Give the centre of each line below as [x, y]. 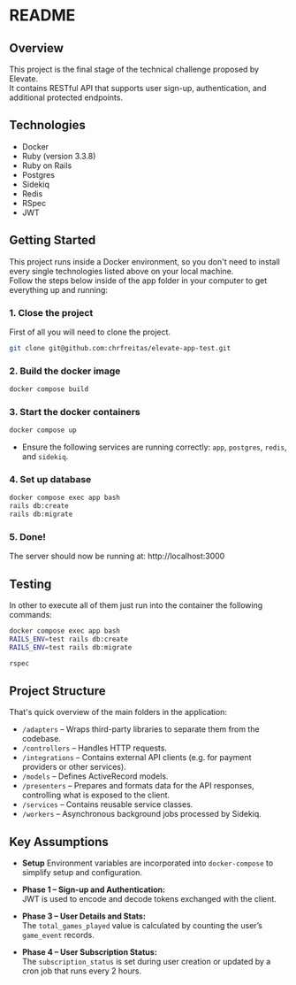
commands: [31, 615]
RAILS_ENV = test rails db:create [68, 639]
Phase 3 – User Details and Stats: [83, 916]
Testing [30, 584]
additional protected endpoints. [66, 97]
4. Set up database [50, 480]
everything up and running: [59, 289]
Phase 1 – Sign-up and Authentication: [94, 889]
